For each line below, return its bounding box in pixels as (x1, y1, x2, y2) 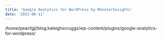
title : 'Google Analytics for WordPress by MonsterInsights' (5, 7, 133, 12)
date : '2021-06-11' (5, 12, 45, 17)
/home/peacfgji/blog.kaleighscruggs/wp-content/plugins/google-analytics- (5, 25, 158, 31)
